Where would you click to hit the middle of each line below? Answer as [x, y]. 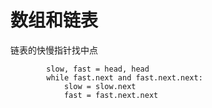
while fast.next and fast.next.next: [124, 77]
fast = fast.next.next [111, 95]
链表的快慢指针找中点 [54, 50]
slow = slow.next [100, 86]
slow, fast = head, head [98, 69]
